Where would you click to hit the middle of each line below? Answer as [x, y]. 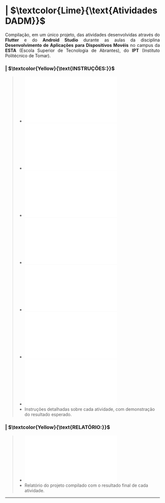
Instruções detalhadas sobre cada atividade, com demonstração [90, 409]
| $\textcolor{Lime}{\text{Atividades [81, 11]
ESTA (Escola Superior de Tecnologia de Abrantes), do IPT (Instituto [82, 50]
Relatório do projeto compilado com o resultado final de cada [86, 485]
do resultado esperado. [48, 415]
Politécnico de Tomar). [28, 55]
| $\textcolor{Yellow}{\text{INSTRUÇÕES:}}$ [60, 68]
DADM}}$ [25, 21]
